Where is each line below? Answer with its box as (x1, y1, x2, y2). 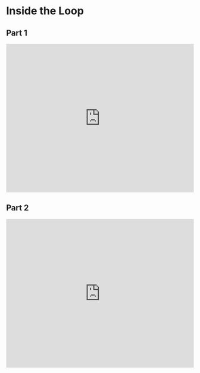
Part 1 (6, 28, 28, 38)
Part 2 (6, 203, 29, 213)
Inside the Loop (6, 4, 85, 18)
